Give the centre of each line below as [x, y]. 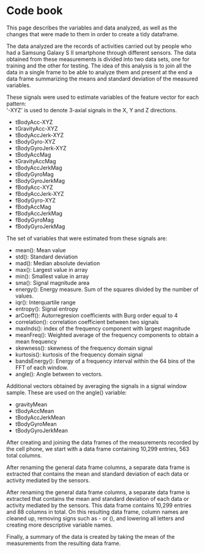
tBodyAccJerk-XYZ [39, 135]
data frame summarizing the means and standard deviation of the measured [102, 79]
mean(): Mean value [40, 250]
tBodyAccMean [35, 411]
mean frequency [36, 341]
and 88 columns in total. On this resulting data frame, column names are [97, 512]
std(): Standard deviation [47, 257]
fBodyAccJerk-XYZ [39, 193]
